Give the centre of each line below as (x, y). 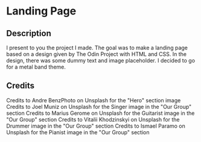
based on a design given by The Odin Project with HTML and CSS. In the (97, 54)
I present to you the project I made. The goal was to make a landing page (97, 48)
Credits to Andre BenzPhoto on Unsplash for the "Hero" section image (94, 100)
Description (29, 33)
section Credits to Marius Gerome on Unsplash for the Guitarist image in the (101, 113)
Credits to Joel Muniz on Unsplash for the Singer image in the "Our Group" (99, 106)
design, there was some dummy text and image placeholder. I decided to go (101, 60)
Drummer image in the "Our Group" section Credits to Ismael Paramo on (96, 126)
